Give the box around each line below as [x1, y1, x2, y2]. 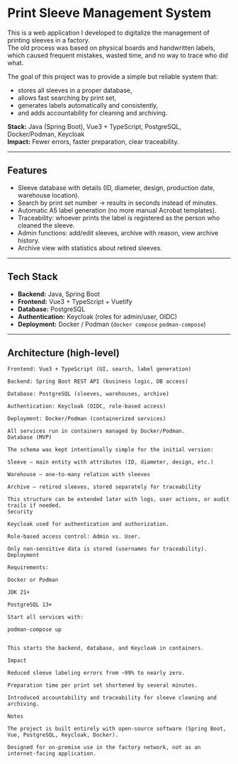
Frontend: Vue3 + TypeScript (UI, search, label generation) [7, 366, 192, 373]
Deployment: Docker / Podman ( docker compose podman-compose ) [17, 320, 207, 328]
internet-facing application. [7, 750, 97, 758]
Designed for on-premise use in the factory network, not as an [7, 744, 201, 751]
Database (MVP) [7, 434, 52, 441]
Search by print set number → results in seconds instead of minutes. [17, 198, 218, 207]
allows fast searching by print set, [17, 94, 117, 102]
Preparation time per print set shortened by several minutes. [7, 682, 198, 689]
